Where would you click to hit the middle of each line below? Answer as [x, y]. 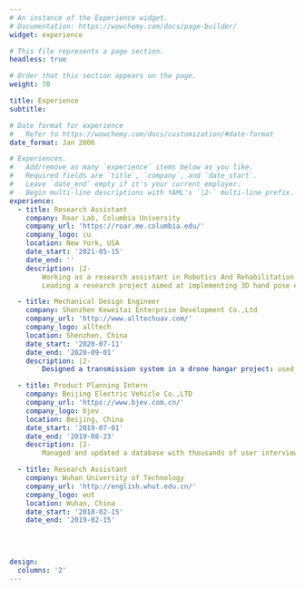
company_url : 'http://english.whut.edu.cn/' [111, 486]
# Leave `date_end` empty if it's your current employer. [126, 184]
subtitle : [28, 109]
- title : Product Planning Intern [83, 386]
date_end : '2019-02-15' [71, 520]
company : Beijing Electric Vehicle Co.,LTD [109, 394]
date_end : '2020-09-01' [71, 352]
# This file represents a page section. [87, 51]
